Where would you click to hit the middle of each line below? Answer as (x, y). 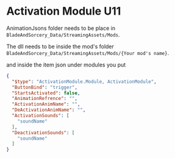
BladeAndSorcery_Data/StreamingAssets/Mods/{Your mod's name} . (88, 52)
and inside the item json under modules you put (66, 65)
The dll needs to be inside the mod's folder (60, 46)
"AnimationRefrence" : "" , (45, 99)
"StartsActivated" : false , (46, 93)
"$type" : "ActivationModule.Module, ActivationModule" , (84, 81)
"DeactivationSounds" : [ (43, 132)
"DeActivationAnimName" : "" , (49, 110)
